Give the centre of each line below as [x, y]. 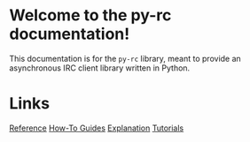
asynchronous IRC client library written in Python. [100, 68]
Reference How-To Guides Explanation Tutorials [97, 128]
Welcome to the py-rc [90, 15]
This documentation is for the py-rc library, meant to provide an [125, 58]
